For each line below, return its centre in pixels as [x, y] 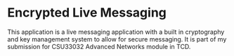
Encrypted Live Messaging [87, 13]
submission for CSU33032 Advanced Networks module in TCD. [99, 46]
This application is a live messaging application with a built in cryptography [116, 32]
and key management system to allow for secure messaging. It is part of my [117, 39]
